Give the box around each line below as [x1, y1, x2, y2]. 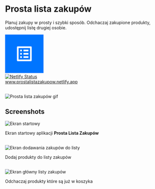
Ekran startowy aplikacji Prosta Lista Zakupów [5, 130, 99, 136]
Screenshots [5, 107, 45, 116]
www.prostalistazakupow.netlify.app [5, 79, 78, 84]
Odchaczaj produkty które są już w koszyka [5, 178, 93, 184]
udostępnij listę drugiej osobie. [5, 24, 67, 30]
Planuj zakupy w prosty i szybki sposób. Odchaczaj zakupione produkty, [5, 20, 151, 25]
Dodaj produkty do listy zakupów [5, 154, 72, 160]
